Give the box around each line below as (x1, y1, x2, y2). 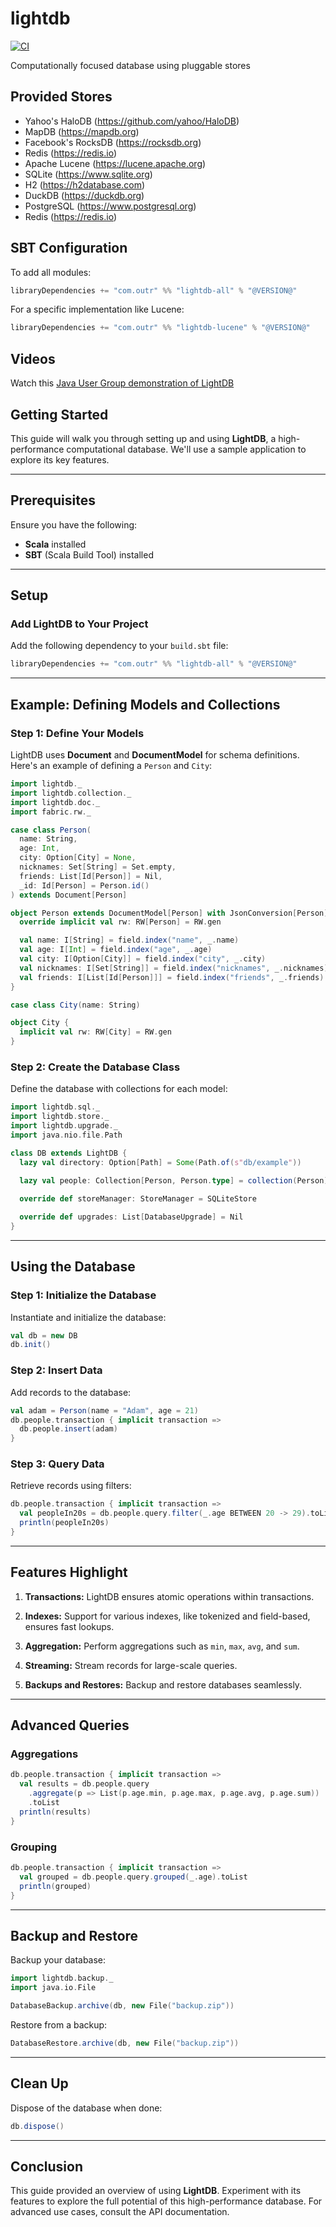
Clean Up (10, 2075, 69, 2092)
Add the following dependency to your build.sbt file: (10, 640, 229, 652)
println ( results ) (19, 1807, 92, 1817)
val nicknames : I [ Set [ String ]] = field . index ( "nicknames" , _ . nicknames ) (19, 963, 329, 973)
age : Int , (19, 843, 60, 854)
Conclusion (10, 2158, 84, 2175)
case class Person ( (10, 825, 92, 835)
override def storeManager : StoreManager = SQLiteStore (19, 1194, 257, 1204)
